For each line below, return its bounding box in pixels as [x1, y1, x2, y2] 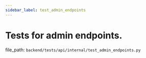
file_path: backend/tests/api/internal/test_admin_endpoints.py [5, 47, 141, 53]
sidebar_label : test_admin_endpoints [5, 7, 86, 13]
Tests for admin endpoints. [5, 29, 122, 41]
